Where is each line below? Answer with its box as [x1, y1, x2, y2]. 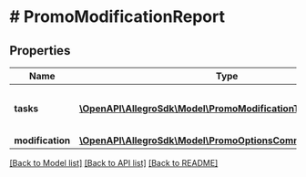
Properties [9, 43, 71, 58]
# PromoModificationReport [9, 6, 226, 27]
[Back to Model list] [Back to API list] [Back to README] [9, 158, 219, 168]
